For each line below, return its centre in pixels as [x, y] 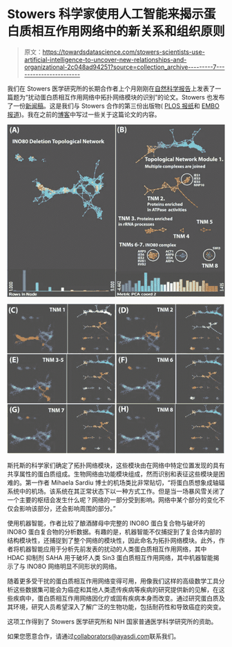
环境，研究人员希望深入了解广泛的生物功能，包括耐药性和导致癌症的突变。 [119, 607]
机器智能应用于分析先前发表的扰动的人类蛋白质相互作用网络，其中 [113, 549]
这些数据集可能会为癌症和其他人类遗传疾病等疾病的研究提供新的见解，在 [116, 589]
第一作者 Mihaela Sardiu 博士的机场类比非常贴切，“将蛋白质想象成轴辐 [125, 482]
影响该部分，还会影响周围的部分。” [67, 508]
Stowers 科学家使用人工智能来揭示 [105, 14]
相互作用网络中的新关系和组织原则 [128, 31]
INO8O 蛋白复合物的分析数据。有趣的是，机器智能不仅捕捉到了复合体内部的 [115, 532]
